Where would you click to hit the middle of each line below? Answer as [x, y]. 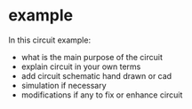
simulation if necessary [64, 85]
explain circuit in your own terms [81, 66]
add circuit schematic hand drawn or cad [96, 75]
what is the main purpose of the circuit [92, 57]
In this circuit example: [49, 40]
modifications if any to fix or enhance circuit [102, 95]
